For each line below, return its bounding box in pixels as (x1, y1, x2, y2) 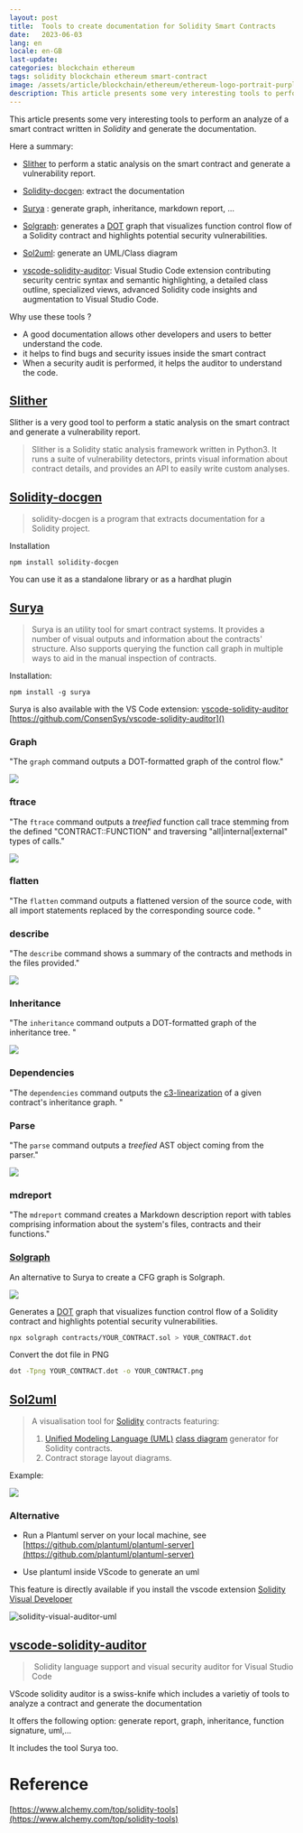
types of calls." (9, 835, 65, 846)
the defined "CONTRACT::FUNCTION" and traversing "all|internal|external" (9, 825, 289, 836)
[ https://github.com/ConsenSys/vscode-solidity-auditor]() (9, 712, 225, 723)
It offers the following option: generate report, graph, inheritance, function (9, 1716, 285, 1726)
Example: (9, 1470, 44, 1481)
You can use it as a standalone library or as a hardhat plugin (9, 574, 232, 585)
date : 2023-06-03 (9, 30, 83, 39)
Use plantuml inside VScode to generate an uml (22, 1567, 200, 1577)
